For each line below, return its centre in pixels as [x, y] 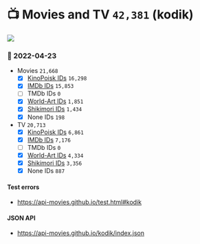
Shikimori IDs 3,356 [55, 163]
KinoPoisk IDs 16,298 [57, 78]
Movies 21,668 [37, 71]
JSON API [21, 218]
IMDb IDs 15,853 [51, 86]
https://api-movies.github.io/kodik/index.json [81, 233]
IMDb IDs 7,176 [49, 140]
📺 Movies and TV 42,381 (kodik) [100, 15]
